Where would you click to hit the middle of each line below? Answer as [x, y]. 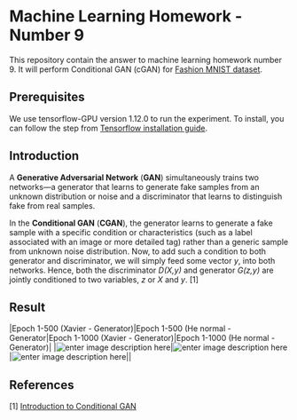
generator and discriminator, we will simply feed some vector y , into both [142, 260]
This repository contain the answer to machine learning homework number [145, 59]
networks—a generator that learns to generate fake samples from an [134, 186]
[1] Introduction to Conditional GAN [73, 407]
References [42, 385]
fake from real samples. [52, 205]
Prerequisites [47, 97]
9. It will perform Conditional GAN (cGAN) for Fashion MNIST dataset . [136, 69]
